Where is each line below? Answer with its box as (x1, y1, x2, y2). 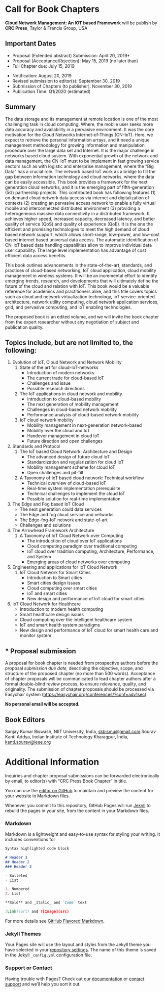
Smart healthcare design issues (19, 612, 84, 618)
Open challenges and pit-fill (27, 470, 84, 476)
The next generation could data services (19, 506, 102, 512)
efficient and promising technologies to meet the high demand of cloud (5, 226, 149, 232)
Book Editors (5, 716, 45, 724)
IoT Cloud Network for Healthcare (12, 601, 81, 607)
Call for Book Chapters (5, 3, 100, 15)
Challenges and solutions (19, 522, 71, 528)
